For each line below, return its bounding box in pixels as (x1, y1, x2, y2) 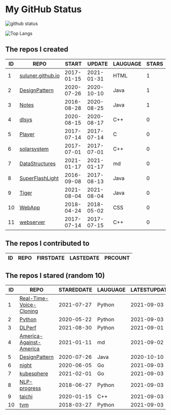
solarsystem (19, 145, 49, 152)
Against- (19, 339, 41, 346)
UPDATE (87, 60, 108, 67)
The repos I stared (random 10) (5, 271, 105, 280)
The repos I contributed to (5, 239, 90, 248)
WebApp (19, 204, 40, 211)
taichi (19, 393, 33, 400)
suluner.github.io (19, 72, 60, 79)
